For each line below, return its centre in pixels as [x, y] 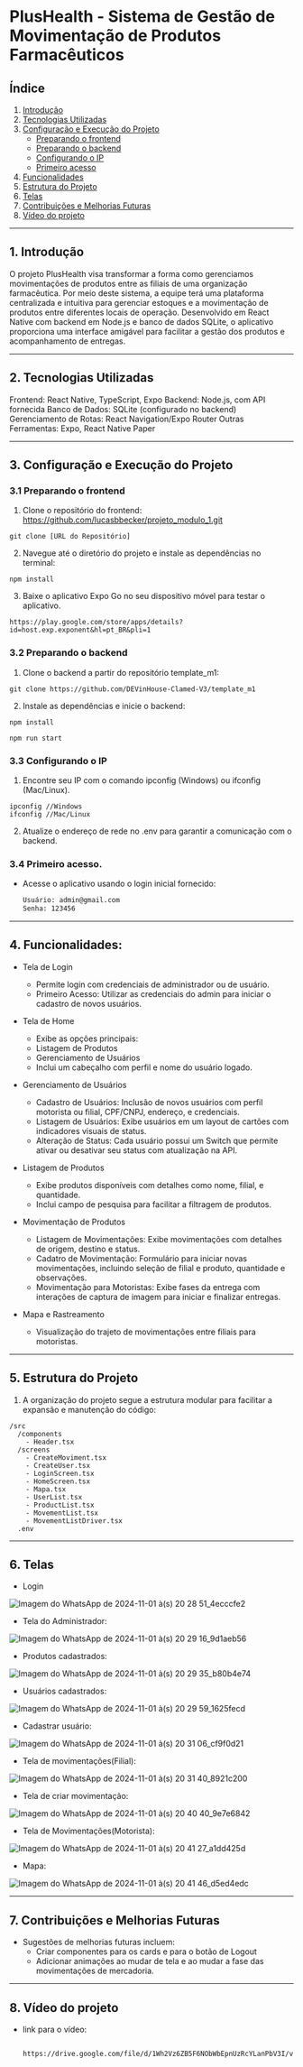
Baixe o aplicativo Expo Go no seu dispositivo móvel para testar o [144, 596]
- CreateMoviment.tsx [66, 1458]
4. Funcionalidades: [66, 945]
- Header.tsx [50, 1442]
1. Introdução [46, 252]
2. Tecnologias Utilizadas [82, 378]
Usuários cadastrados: [64, 1691]
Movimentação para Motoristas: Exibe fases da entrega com [148, 1287]
